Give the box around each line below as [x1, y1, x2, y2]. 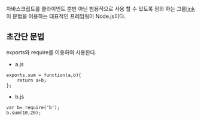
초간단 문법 [6, 32, 45, 42]
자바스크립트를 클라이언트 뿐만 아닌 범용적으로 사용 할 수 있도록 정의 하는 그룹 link [6, 5, 195, 12]
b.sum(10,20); [6, 110, 42, 116]
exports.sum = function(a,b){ [6, 72, 82, 78]
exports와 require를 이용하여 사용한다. [6, 48, 97, 55]
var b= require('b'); [6, 104, 60, 110]
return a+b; [17, 77, 47, 83]
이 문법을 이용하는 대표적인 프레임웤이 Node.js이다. [6, 13, 126, 20]
